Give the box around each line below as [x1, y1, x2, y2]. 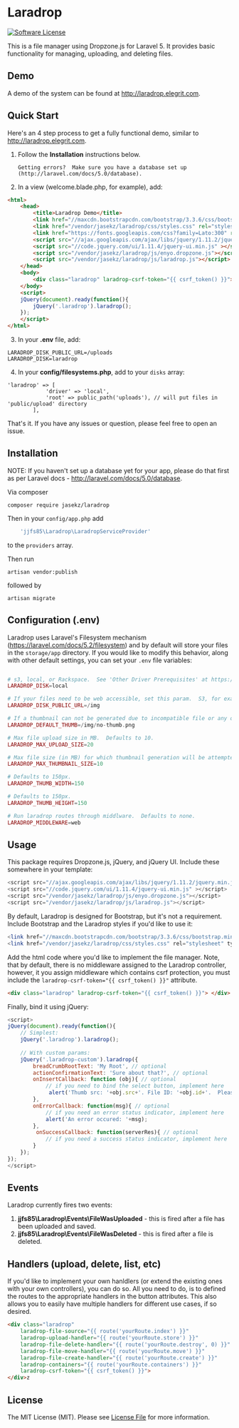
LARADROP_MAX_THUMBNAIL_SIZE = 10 [7, 761, 103, 768]
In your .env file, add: [17, 335, 81, 344]
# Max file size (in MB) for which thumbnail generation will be [7, 754, 205, 761]
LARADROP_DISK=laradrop [7, 355, 78, 363]
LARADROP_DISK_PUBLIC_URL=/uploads [7, 349, 113, 357]
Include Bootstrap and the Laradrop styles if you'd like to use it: [7, 919, 193, 928]
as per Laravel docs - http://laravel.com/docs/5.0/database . [7, 474, 183, 482]
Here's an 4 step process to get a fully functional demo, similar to [7, 128, 199, 137]
